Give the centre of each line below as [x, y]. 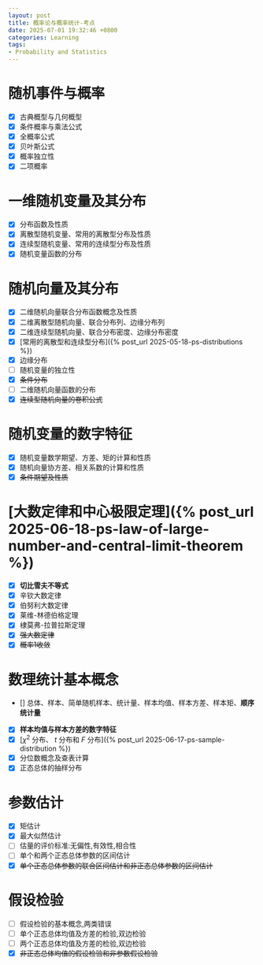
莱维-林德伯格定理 [49, 615]
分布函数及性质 [44, 225]
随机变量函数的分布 [51, 254]
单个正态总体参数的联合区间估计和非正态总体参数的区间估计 [116, 865]
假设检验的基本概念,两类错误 [65, 923]
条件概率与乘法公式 [51, 126]
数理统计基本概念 [64, 679]
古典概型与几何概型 [51, 117]
